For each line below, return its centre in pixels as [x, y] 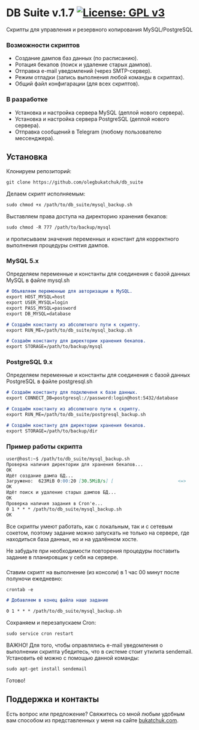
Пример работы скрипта [44, 446]
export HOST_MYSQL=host [36, 297]
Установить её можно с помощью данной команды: [73, 658]
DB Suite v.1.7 [40, 13]
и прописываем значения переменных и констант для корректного [93, 239]
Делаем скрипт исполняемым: [46, 194]
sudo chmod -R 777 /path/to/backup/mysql [59, 228]
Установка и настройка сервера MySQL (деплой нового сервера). [99, 112]
